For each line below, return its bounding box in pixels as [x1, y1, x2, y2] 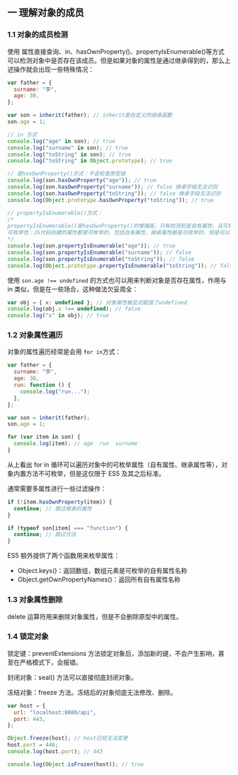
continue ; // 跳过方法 [13, 531, 76, 538]
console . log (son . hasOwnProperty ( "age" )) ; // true [7, 177, 157, 184]
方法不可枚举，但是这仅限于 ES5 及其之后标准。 [25, 469, 165, 477]
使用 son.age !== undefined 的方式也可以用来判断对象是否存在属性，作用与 [7, 276, 227, 284]
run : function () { [13, 381, 72, 389]
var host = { [7, 702, 46, 709]
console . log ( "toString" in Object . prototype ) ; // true [7, 157, 173, 165]
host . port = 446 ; [7, 742, 59, 749]
